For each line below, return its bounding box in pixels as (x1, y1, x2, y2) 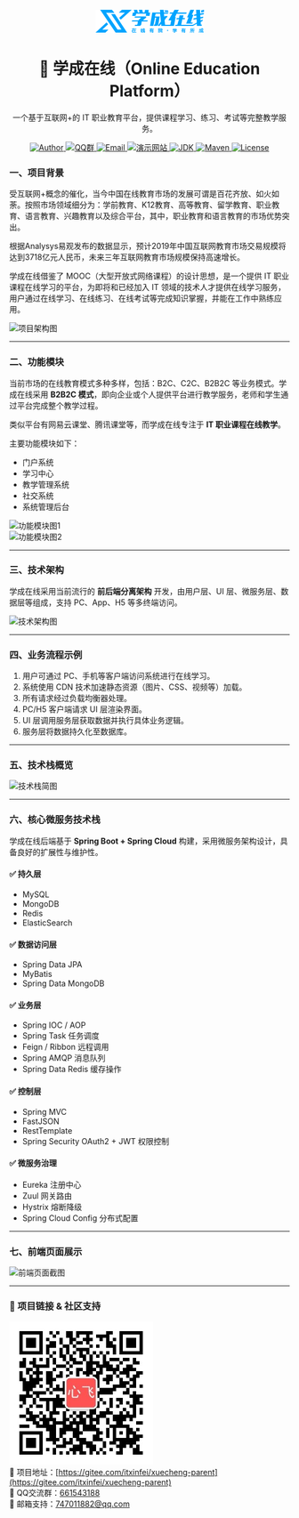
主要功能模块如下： (9, 438, 80, 448)
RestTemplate (21, 1125, 73, 1135)
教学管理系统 (21, 479, 69, 489)
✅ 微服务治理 (9, 1158, 58, 1168)
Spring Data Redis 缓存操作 (21, 1064, 122, 1075)
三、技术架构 (9, 564, 65, 577)
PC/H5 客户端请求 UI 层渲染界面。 (21, 704, 147, 715)
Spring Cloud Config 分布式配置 (21, 1212, 139, 1223)
